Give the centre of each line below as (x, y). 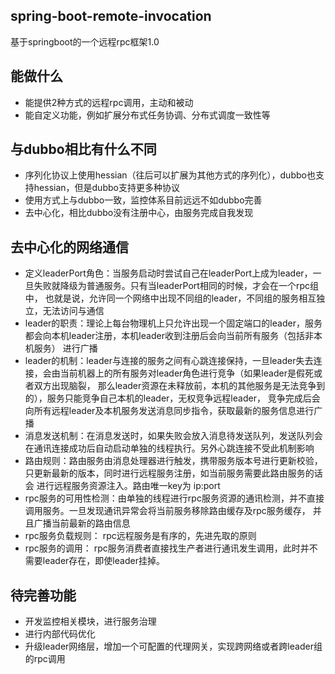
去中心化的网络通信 (69, 247)
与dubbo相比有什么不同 (83, 149)
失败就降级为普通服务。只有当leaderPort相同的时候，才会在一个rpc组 (176, 286)
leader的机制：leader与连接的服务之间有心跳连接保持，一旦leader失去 (169, 361)
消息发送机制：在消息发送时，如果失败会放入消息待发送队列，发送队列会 (173, 436)
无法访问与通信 (73, 311)
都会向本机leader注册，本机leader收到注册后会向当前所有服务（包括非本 (173, 336)
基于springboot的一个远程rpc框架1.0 (85, 41)
